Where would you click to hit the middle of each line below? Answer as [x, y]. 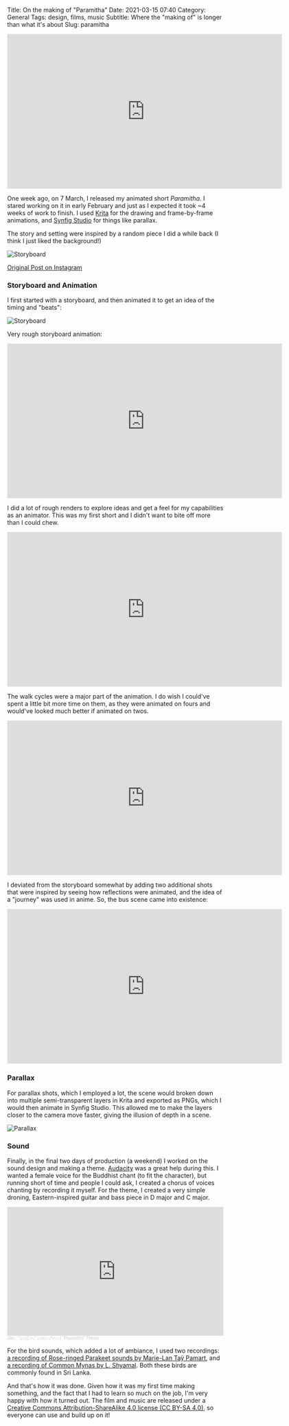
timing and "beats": [34, 308]
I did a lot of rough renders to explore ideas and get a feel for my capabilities [115, 508]
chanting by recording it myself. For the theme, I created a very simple [106, 1190]
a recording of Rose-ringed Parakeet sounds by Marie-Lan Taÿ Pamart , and [114, 1358]
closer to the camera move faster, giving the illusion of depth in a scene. [109, 1115]
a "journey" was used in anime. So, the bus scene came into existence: [107, 900]
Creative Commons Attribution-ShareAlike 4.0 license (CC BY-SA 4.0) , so [111, 1407]
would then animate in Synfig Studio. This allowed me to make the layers [110, 1107]
